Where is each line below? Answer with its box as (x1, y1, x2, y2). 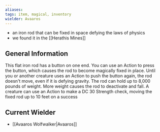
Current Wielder (5, 108, 56, 116)
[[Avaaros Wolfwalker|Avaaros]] (12, 121, 77, 127)
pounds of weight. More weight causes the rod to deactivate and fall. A (5, 83, 149, 89)
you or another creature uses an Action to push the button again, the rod (5, 73, 152, 79)
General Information (5, 49, 68, 58)
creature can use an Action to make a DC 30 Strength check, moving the (5, 89, 153, 95)
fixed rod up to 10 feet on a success (5, 94, 78, 100)
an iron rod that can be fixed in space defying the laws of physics (12, 30, 145, 36)
